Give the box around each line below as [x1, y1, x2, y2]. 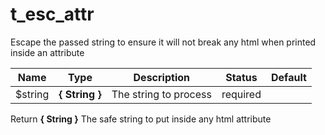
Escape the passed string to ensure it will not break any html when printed [10, 36, 317, 48]
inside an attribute [10, 46, 85, 58]
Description [133, 70, 190, 84]
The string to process [111, 87, 212, 101]
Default [270, 70, 307, 84]
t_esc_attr [10, 3, 95, 26]
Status [225, 70, 258, 84]
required [221, 87, 262, 101]
